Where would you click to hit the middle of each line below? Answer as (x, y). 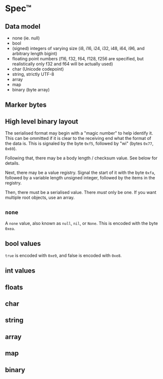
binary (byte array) (31, 90)
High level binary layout (42, 121)
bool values (23, 244)
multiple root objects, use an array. (40, 198)
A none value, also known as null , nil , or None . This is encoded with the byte (81, 224)
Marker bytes (26, 105)
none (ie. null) (26, 38)
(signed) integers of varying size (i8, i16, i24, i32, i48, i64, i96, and (78, 48)
